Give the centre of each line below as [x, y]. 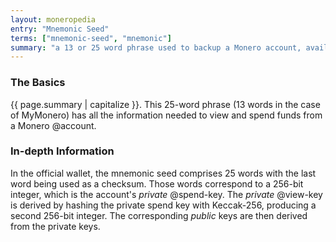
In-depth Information [62, 151]
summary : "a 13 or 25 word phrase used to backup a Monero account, [156, 47]
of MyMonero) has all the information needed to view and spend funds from [166, 115]
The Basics [38, 83]
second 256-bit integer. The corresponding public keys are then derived [159, 215]
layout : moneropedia [53, 19]
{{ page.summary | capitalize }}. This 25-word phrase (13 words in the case [165, 104]
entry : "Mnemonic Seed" [60, 29]
